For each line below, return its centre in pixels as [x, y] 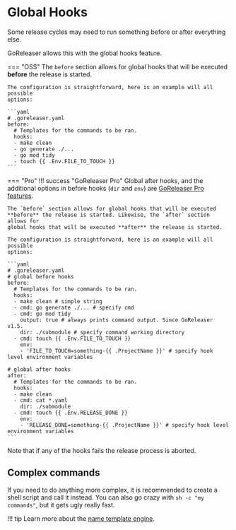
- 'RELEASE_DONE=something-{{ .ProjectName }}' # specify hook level [125, 425]
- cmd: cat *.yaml [41, 400]
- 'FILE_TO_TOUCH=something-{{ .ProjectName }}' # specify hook [117, 351]
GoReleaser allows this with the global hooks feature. [85, 53]
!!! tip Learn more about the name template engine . [81, 518]
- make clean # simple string [58, 301]
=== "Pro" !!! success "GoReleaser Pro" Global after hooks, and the [105, 180]
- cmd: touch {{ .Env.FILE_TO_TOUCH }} [72, 338]
